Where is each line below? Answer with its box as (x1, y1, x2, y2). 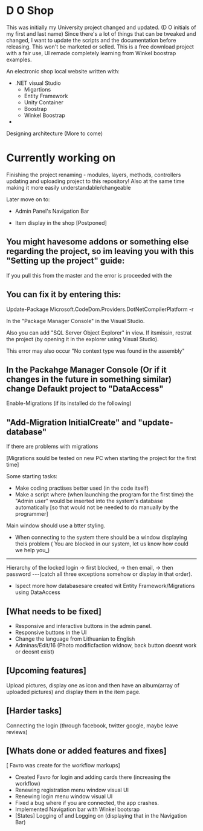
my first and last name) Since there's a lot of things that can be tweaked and (6, 30, 196, 37)
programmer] (14, 510, 48, 518)
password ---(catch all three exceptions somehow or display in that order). (6, 570, 192, 578)
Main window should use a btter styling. (6, 522, 106, 529)
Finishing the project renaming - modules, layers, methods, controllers (6, 171, 181, 178)
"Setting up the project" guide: (6, 256, 125, 266)
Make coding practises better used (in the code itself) (14, 484, 149, 492)
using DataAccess (14, 589, 60, 596)
